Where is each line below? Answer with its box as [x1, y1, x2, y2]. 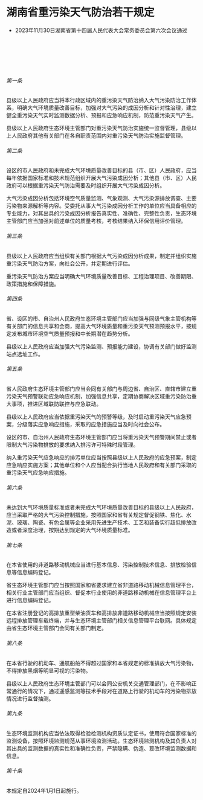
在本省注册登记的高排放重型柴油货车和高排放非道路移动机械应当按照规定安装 [6, 609, 197, 616]
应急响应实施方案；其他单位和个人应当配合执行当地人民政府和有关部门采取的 [6, 461, 197, 469]
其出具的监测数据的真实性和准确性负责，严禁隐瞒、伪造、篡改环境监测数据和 [6, 744, 197, 752]
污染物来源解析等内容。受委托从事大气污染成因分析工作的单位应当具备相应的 [6, 202, 197, 210]
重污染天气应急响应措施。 [6, 469, 70, 476]
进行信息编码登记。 [6, 597, 54, 604]
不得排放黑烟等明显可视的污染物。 [6, 667, 91, 674]
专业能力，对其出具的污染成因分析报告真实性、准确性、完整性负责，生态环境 [6, 210, 197, 217]
